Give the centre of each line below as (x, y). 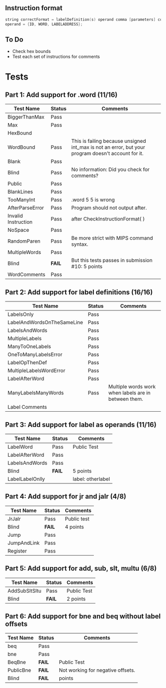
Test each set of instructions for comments (56, 57)
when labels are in (129, 393)
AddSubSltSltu (24, 591)
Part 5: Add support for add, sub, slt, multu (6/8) (81, 569)
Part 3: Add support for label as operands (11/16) (81, 425)
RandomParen (24, 241)
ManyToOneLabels (29, 346)
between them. (126, 399)
